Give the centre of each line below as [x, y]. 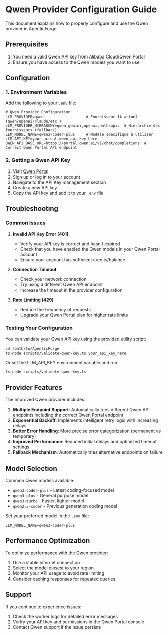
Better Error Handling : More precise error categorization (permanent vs [87, 431]
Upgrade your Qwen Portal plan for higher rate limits [74, 315]
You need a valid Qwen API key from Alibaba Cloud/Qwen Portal [79, 56]
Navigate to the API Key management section [59, 182]
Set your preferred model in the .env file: [47, 516]
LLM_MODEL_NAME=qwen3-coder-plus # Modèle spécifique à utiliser [79, 135]
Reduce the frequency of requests [55, 310]
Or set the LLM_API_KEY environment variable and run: [62, 363]
